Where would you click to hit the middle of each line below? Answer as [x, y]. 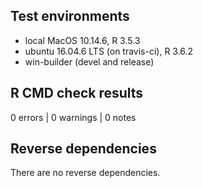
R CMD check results [77, 93]
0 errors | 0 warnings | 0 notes [73, 117]
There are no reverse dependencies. [85, 173]
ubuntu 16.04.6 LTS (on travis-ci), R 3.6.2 [109, 51]
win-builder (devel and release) [89, 61]
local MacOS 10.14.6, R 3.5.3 [82, 40]
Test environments [70, 16]
